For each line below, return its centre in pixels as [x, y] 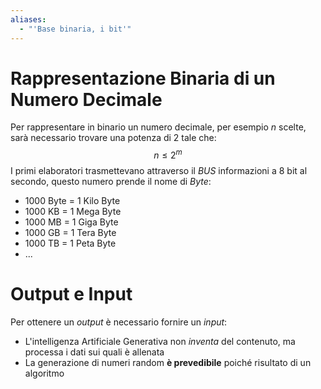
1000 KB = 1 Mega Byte [73, 212]
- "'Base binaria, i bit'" [75, 29]
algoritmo [44, 373]
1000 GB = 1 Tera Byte [70, 233]
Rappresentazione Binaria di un [143, 78]
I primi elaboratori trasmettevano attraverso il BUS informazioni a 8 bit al [159, 171]
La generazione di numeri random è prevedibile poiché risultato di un [168, 363]
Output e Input [71, 294]
